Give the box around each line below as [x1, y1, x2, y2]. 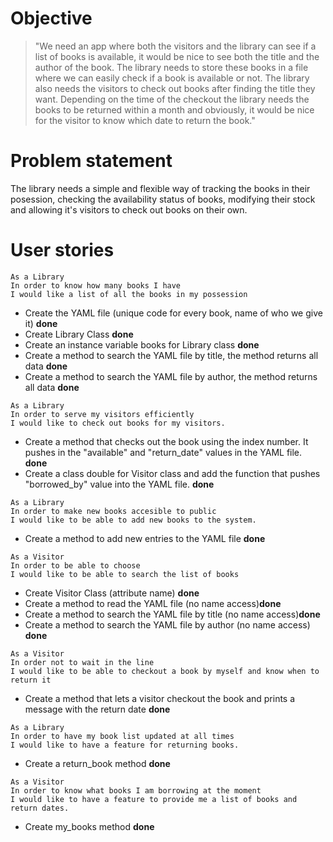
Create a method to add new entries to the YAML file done [24, 532, 266, 544]
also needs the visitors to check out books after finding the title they [34, 82, 316, 94]
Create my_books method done [24, 820, 155, 832]
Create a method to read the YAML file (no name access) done [24, 597, 282, 609]
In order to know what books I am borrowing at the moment [10, 785, 262, 796]
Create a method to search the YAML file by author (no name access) [24, 618, 311, 631]
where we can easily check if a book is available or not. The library [34, 72, 310, 84]
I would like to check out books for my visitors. [10, 418, 226, 428]
